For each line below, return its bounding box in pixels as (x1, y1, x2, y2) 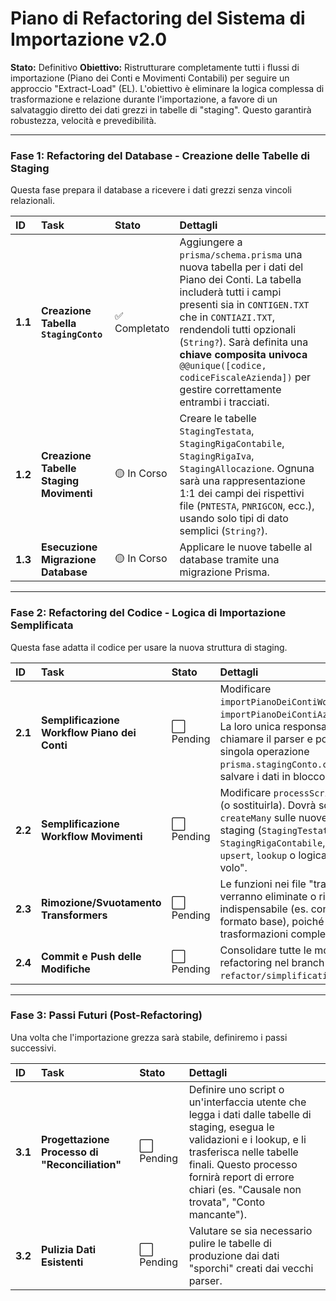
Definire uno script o (188, 1082, 285, 1096)
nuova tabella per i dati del (179, 260, 304, 274)
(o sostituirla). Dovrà (219, 798, 317, 812)
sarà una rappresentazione (179, 474, 306, 488)
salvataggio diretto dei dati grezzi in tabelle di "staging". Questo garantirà (10, 103, 312, 116)
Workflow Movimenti (40, 829, 143, 843)
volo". (219, 860, 248, 874)
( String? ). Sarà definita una (179, 335, 309, 349)
